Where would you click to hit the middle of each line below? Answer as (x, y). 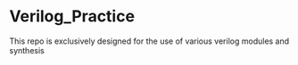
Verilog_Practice (72, 16)
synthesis (27, 50)
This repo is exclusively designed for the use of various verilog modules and (149, 41)
